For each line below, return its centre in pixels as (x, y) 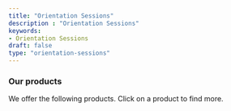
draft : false (30, 46)
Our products (35, 81)
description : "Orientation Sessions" (74, 23)
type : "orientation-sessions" (60, 53)
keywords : (25, 31)
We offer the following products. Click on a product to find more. (116, 99)
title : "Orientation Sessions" (61, 16)
